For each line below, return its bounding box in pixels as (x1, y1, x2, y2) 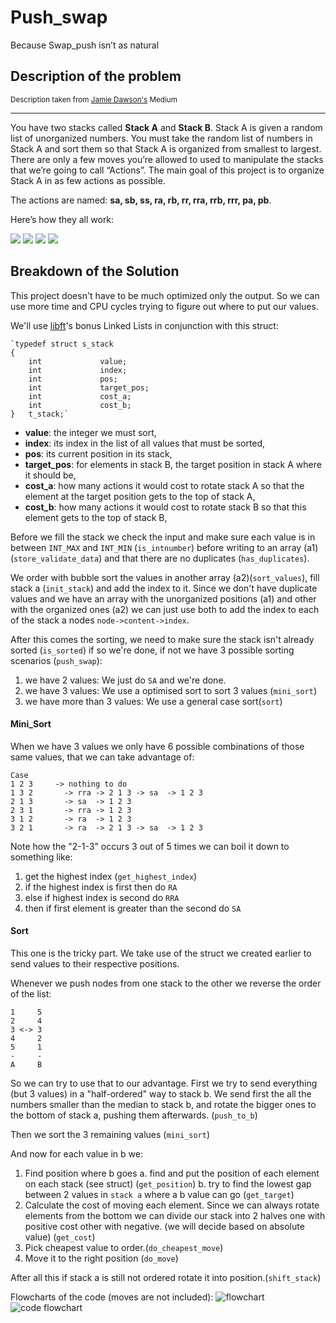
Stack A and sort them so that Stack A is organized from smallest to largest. (10, 142, 322, 155)
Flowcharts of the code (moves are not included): (10, 1291, 214, 1303)
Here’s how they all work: (10, 213, 115, 225)
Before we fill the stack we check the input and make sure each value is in (10, 531, 316, 543)
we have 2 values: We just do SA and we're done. (24, 674, 227, 686)
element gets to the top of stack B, (24, 511, 168, 523)
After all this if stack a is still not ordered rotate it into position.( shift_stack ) (10, 1271, 322, 1283)
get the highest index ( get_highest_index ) (24, 870, 198, 882)
